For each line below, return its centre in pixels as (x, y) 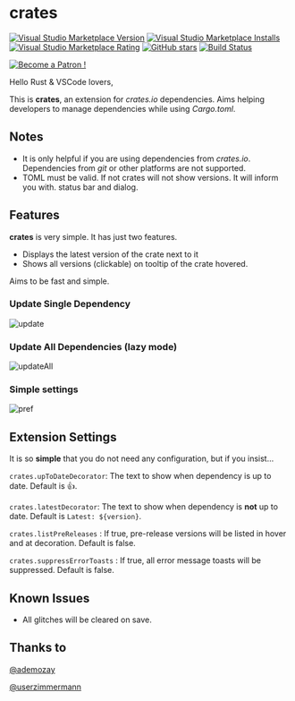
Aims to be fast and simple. (59, 281)
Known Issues (50, 598)
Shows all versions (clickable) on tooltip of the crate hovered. (135, 263)
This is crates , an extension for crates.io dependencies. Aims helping (137, 99)
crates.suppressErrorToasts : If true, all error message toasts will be (135, 560)
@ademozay (32, 669)
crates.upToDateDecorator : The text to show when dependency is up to (140, 476)
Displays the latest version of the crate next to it (110, 254)
